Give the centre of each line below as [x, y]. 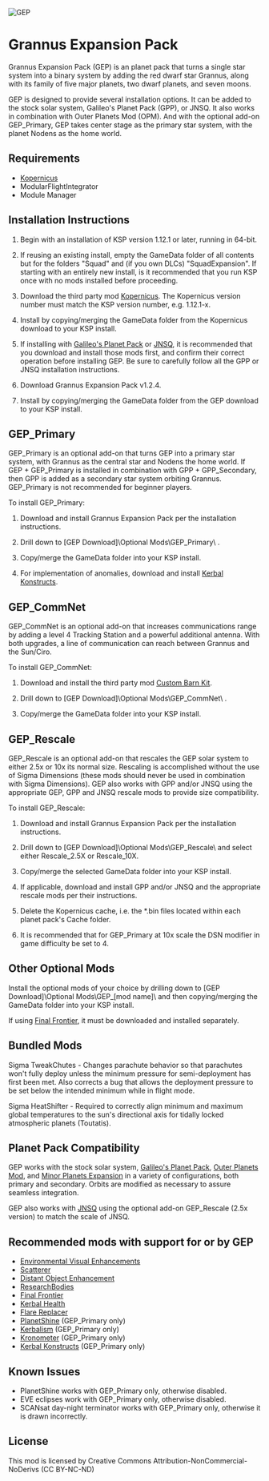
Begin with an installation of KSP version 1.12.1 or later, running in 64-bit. [139, 239]
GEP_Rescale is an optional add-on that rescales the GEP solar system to [129, 758]
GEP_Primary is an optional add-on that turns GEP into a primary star [122, 453]
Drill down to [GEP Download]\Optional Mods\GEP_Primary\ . [120, 542]
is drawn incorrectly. [54, 1416]
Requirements [44, 159]
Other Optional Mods [62, 969]
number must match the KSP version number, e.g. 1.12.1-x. [115, 304]
